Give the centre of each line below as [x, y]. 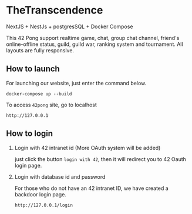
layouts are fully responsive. [40, 50]
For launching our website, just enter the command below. [76, 83]
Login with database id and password [60, 176]
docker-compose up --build [39, 94]
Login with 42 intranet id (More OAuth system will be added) [87, 148]
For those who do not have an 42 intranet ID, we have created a [91, 188]
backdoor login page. [40, 194]
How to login [30, 134]
